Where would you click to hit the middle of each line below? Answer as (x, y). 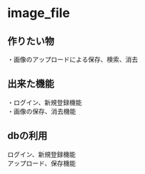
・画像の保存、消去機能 (42, 111)
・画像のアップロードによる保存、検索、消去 (73, 59)
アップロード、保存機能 (42, 163)
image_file (39, 13)
